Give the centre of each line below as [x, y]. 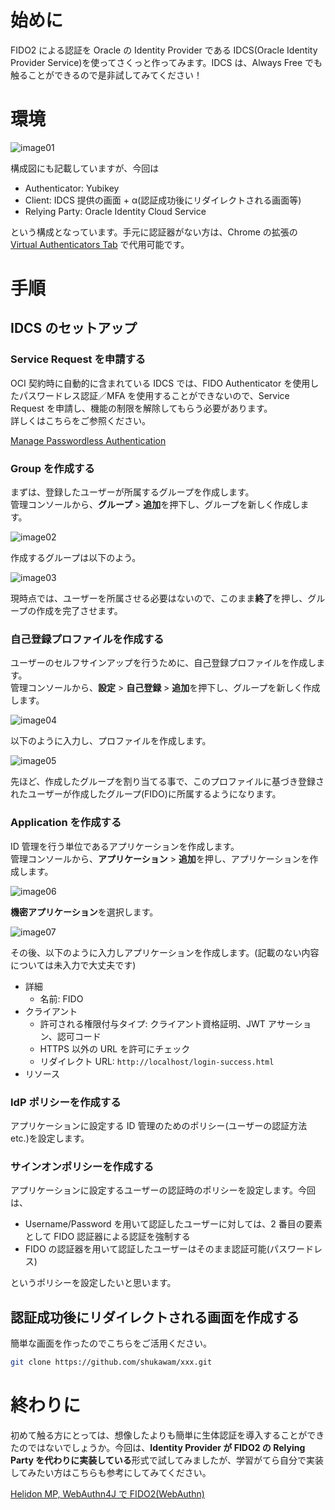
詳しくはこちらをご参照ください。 [80, 420]
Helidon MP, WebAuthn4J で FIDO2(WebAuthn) [107, 1493]
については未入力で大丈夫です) [73, 965]
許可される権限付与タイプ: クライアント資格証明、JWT [152, 1023]
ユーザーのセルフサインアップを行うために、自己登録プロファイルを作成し [163, 663]
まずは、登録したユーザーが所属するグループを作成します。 [132, 492]
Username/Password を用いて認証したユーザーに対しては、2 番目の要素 [173, 1224]
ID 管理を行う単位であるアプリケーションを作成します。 [125, 846]
